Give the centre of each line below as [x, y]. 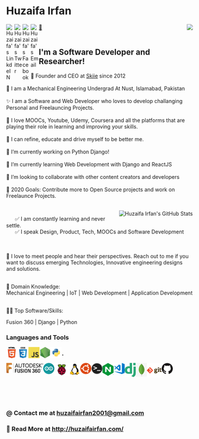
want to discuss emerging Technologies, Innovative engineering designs [94, 262]
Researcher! [62, 61]
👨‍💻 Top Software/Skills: [35, 310]
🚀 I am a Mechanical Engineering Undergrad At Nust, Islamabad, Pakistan [96, 88]
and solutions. [23, 268]
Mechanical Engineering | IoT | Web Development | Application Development [99, 293]
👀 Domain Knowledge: [33, 286]
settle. [14, 225]
